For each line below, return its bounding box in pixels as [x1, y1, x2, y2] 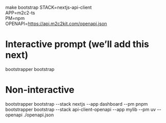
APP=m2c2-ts [5, 10, 35, 16]
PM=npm [5, 15, 25, 21]
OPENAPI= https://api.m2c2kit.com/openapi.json [5, 20, 108, 27]
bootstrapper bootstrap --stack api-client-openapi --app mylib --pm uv [5, 106, 156, 112]
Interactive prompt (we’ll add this [5, 38, 150, 50]
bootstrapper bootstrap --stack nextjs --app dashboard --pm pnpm [5, 101, 148, 107]
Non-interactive [5, 84, 75, 96]
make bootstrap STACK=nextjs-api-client [5, 5, 92, 10]
